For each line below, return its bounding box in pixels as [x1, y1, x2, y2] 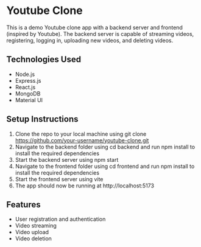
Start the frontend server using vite [15, 175, 104, 183]
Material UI [15, 96, 43, 103]
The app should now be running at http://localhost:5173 [15, 182, 154, 189]
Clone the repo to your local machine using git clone [15, 130, 147, 137]
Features [6, 199, 41, 210]
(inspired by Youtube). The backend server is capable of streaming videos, [6, 30, 194, 37]
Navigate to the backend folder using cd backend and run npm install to [15, 143, 196, 150]
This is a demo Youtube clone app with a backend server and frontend [6, 24, 183, 31]
